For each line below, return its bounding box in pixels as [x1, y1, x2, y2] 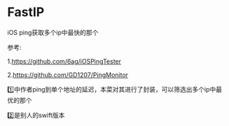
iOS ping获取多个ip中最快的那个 [7, 28, 99, 36]
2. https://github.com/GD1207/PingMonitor [7, 71, 128, 79]
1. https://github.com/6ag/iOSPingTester [7, 57, 121, 65]
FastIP [7, 4, 45, 20]
